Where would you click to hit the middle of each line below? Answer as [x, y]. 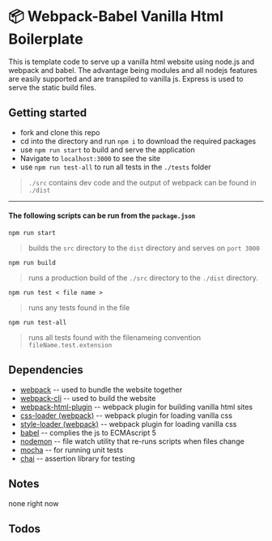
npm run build [32, 262]
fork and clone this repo [60, 132]
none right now [34, 503]
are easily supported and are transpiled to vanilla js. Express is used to [126, 79]
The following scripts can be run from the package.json [102, 215]
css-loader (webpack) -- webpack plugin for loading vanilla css [126, 415]
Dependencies [46, 370]
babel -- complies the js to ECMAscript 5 [88, 432]
